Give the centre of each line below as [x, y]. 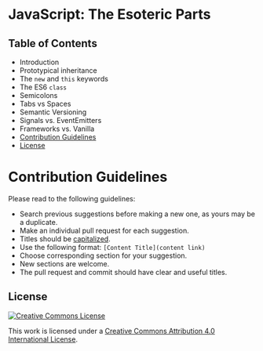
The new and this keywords [64, 79]
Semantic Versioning [53, 112]
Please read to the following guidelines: [72, 198]
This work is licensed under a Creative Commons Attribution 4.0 [112, 331]
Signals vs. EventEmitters [60, 120]
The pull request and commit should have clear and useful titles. [123, 272]
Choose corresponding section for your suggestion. [103, 255]
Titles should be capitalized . [65, 239]
